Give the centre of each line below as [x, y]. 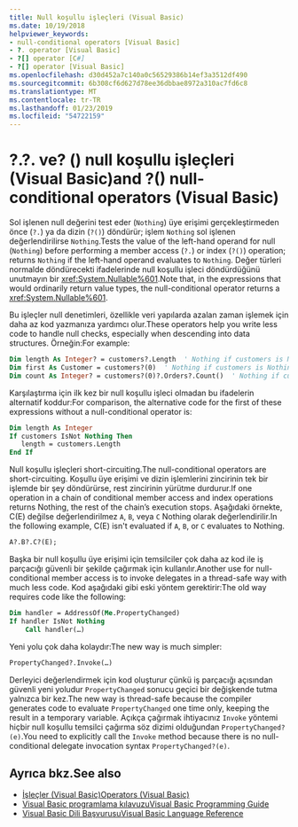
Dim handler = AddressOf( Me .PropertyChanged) [94, 613]
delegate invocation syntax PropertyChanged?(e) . [141, 745]
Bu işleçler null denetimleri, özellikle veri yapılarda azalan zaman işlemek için [149, 315]
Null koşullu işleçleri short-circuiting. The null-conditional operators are [138, 470]
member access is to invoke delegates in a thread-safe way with [169, 578]
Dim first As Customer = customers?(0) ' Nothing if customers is [137, 367]
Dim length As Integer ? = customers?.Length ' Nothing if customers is [146, 360]
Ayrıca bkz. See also [65, 773]
